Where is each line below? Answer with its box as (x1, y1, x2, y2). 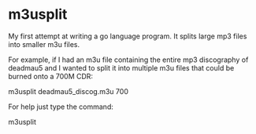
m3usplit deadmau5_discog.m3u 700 (8, 86, 128, 96)
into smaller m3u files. (8, 39, 80, 49)
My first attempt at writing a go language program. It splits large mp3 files (8, 31, 247, 41)
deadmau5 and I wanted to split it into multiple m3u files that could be (8, 63, 235, 72)
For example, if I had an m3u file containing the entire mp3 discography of (8, 55, 249, 64)
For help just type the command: (8, 102, 114, 111)
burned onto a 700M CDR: (8, 71, 93, 81)
